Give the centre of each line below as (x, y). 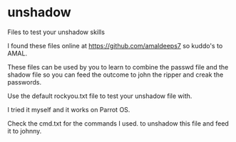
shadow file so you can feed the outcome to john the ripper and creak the (116, 75)
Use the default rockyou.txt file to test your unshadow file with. (100, 96)
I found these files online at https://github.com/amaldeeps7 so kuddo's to (115, 45)
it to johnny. (25, 131)
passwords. (24, 82)
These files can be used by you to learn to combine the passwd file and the (118, 67)
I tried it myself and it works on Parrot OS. (69, 109)
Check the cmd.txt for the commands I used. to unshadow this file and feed (118, 123)
